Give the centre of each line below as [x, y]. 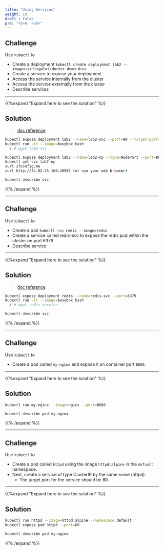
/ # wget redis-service [33, 305]
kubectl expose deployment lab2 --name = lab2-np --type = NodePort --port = [81, 157]
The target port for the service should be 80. [64, 480]
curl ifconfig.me [23, 167]
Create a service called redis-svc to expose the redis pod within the [80, 235]
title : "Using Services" [30, 10]
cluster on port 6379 [33, 240]
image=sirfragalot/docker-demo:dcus [49, 69]
